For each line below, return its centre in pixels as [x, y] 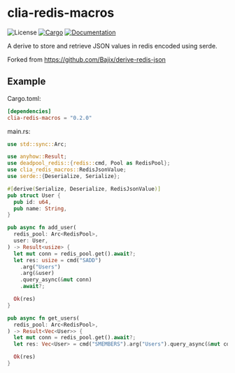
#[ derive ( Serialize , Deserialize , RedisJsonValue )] [84, 189]
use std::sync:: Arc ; [37, 144]
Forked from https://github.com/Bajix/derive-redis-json [87, 59]
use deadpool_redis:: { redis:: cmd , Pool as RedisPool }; [89, 163]
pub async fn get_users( [43, 318]
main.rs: [19, 131]
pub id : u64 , [33, 202]
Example [27, 82]
